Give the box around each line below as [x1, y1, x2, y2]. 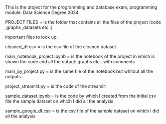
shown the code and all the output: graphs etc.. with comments [5, 59, 135, 64]
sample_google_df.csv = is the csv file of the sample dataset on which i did [5, 108, 160, 114]
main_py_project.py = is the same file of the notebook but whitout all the [5, 68, 153, 74]
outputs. [5, 74, 22, 79]
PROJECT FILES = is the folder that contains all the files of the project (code [5, 19, 161, 25]
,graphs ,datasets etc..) [5, 24, 53, 30]
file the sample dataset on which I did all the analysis [5, 98, 114, 104]
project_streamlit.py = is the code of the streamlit [5, 83, 106, 89]
